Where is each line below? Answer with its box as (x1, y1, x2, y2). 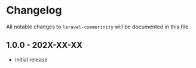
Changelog (6, 4, 62, 17)
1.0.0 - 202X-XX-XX (6, 40, 82, 50)
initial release (14, 56, 48, 63)
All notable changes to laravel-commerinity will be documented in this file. (6, 23, 190, 30)
